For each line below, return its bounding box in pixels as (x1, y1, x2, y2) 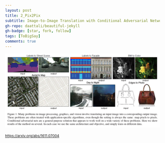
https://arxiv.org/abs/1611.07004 (5, 134, 60, 139)
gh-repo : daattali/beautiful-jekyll (5, 24, 80, 28)
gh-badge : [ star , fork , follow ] (5, 28, 71, 34)
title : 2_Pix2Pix (5, 13, 41, 18)
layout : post (5, 8, 32, 13)
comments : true (5, 39, 36, 44)
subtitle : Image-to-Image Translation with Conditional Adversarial (5, 18, 148, 23)
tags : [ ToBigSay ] (5, 34, 41, 39)
